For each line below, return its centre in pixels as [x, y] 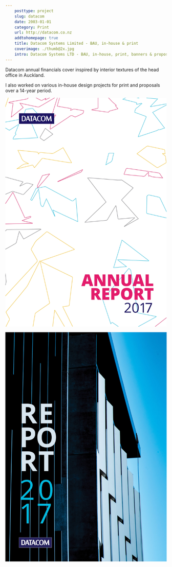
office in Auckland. [25, 75]
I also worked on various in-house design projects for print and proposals [83, 85]
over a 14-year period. [29, 91]
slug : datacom [29, 16]
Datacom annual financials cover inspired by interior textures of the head [82, 69]
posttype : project [34, 11]
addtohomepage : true [36, 38]
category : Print [32, 27]
